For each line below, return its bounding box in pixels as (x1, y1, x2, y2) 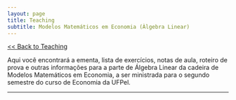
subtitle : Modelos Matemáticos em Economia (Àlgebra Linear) (7, 23, 190, 30)
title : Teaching (7, 17, 55, 24)
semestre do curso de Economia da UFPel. (7, 78, 131, 87)
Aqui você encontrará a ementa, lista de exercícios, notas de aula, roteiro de (7, 56, 228, 64)
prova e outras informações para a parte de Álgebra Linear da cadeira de (7, 64, 219, 72)
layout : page (7, 10, 46, 17)
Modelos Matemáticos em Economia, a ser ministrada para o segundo (7, 71, 210, 79)
